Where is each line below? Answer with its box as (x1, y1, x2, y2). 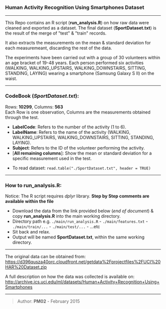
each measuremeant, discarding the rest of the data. (5, 45, 112, 51)
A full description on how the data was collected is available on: (5, 273, 135, 279)
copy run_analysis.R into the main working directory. (12, 213, 121, 219)
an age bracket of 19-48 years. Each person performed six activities (5, 60, 144, 66)
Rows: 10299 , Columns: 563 (5, 104, 63, 110)
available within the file (5, 198, 54, 204)
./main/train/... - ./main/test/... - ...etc (12, 224, 100, 230)
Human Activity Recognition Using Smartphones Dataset (5, 4, 144, 11)
